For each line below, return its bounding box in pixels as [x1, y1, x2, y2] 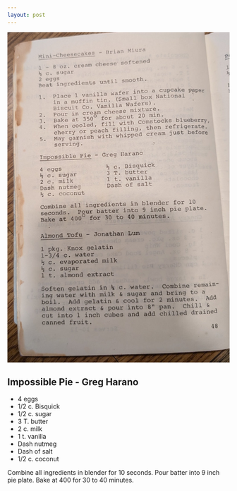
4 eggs [17, 395, 39, 404]
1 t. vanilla [17, 432, 47, 441]
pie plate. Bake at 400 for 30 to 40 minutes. [7, 476, 134, 485]
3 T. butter [17, 417, 49, 426]
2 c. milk [17, 425, 42, 433]
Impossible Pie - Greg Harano [7, 376, 139, 388]
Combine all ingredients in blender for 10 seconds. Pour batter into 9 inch [7, 468, 220, 477]
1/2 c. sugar [17, 410, 52, 418]
